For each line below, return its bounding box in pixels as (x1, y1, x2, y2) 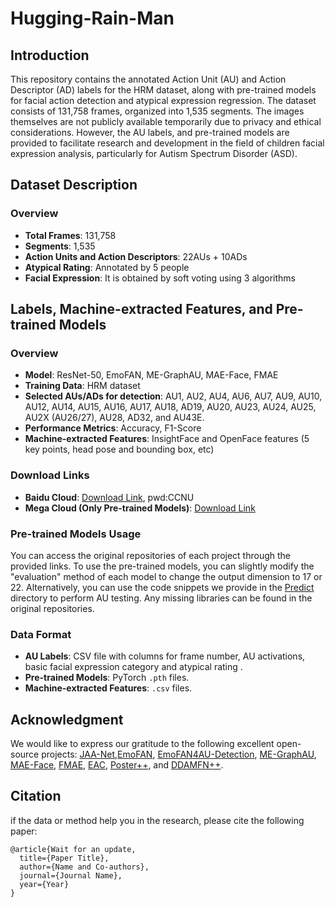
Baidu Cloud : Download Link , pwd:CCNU (24, 491, 195, 503)
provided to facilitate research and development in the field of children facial (10, 137, 325, 149)
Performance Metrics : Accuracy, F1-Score (24, 422, 202, 434)
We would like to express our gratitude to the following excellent (10, 738, 275, 750)
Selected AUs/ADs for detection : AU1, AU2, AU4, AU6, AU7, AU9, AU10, (24, 390, 323, 402)
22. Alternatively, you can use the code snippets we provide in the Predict (10, 581, 315, 593)
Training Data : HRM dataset (24, 380, 141, 392)
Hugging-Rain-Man (10, 7, 175, 30)
